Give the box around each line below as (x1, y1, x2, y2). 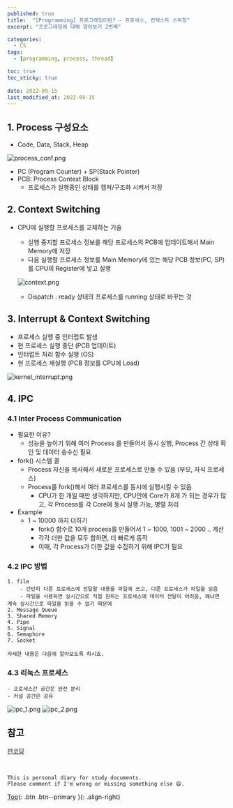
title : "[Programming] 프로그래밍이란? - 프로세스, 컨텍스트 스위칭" (7, 17, 190, 24)
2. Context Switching (7, 204, 101, 216)
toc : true (7, 68, 36, 75)
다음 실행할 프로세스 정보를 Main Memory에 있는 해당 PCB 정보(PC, (27, 255, 213, 264)
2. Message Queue (7, 606, 58, 613)
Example (17, 508, 43, 516)
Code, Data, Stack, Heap (17, 140, 89, 149)
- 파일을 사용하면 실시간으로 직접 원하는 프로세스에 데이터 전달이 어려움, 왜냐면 (20, 592, 220, 600)
